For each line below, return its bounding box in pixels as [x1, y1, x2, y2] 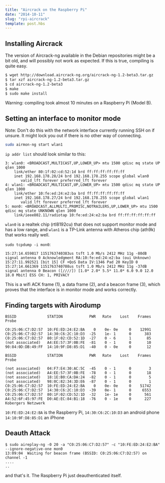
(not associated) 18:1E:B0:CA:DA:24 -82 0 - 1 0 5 [5, 375, 152, 380]
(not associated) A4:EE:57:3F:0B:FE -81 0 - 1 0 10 [5, 340, 152, 345]
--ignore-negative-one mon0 [5, 446, 63, 451]
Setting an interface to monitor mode [5, 114, 121, 123]
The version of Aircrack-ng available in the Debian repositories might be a [5, 52, 156, 58]
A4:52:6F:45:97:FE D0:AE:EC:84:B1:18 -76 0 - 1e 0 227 [5, 396, 152, 401]
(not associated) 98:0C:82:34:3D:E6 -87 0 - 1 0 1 [5, 379, 152, 384]
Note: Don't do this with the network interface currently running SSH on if [5, 127, 155, 134]
